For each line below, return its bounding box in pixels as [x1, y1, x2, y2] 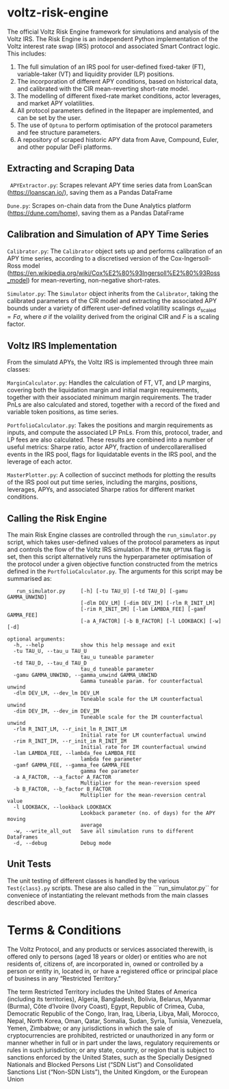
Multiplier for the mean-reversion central [80, 791, 206, 798]
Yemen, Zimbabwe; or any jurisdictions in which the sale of [7, 1024, 173, 1032]
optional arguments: [7, 636, 66, 643]
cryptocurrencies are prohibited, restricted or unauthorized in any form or [7, 1031, 215, 1040]
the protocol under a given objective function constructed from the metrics [7, 560, 218, 568]
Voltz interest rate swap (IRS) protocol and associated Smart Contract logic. [7, 42, 220, 50]
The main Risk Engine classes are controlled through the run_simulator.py [7, 530, 217, 539]
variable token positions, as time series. [7, 408, 119, 416]
